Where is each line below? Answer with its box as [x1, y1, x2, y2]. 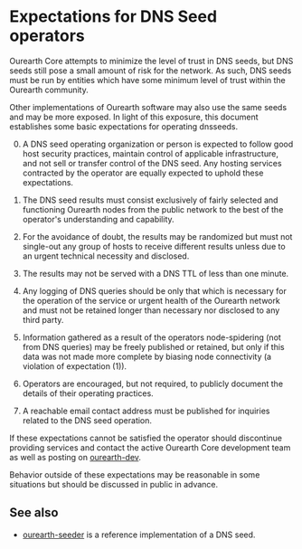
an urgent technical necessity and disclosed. [22, 251, 190, 261]
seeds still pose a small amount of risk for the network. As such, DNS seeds [9, 65, 292, 76]
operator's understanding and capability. [22, 213, 175, 224]
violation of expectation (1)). [22, 360, 127, 372]
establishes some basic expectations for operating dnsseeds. [9, 120, 239, 132]
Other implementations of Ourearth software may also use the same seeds [9, 101, 288, 112]
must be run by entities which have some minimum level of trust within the [9, 74, 287, 85]
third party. [22, 314, 64, 325]
